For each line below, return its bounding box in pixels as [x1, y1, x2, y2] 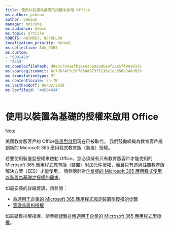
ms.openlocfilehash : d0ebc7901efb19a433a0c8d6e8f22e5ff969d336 [5, 64, 142, 69]
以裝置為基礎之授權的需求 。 [5, 174, 63, 180]
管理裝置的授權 [12, 202, 44, 208]
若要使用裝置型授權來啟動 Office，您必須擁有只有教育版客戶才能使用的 [5, 156, 153, 162]
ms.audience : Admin [5, 26, 47, 31]
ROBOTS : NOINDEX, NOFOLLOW [5, 36, 62, 41]
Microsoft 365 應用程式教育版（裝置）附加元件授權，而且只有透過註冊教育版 [5, 162, 165, 168]
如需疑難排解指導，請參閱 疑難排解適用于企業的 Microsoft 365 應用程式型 [5, 213, 157, 219]
